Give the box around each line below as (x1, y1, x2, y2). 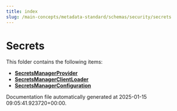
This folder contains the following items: (6, 58, 103, 65)
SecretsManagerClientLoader (14, 76, 89, 83)
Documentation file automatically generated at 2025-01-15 (6, 93, 147, 100)
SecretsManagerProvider (14, 70, 78, 77)
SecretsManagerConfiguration (14, 82, 91, 89)
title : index (6, 8, 38, 15)
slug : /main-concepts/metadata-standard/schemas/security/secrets (6, 14, 172, 20)
